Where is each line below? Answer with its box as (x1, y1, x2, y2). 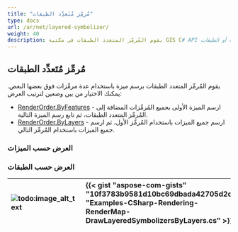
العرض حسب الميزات (7, 143, 73, 153)
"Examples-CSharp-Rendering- (85, 198, 199, 208)
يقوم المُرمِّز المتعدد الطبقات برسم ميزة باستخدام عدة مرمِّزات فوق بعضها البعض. (7, 81, 221, 90)
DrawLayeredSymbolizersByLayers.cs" (85, 216, 221, 226)
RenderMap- (85, 207, 131, 216)
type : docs (7, 17, 40, 24)
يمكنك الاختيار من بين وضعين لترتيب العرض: (7, 89, 123, 98)
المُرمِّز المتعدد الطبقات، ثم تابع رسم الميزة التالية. (17, 110, 149, 119)
